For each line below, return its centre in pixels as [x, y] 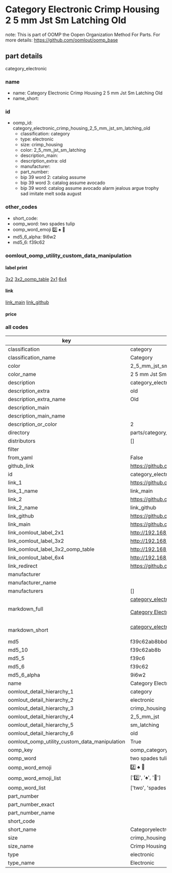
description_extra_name [37, 399]
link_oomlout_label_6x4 [36, 558]
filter [14, 449]
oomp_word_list [27, 787]
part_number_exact [31, 804]
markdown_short [28, 630]
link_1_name [23, 491]
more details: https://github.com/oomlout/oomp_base [62, 40]
